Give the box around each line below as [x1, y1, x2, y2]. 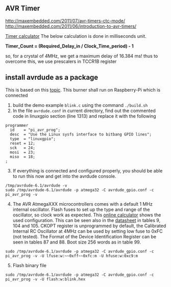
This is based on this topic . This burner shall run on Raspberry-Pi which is [5, 86, 161, 93]
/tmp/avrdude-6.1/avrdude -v [5, 183, 67, 188]
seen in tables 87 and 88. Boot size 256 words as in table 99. [12, 239, 141, 245]
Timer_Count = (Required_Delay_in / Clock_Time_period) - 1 [5, 43, 134, 49]
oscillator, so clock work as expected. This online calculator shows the [12, 212, 161, 218]
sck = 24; [10, 145, 36, 150]
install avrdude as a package [5, 73, 99, 82]
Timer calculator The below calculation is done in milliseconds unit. [5, 33, 146, 39]
